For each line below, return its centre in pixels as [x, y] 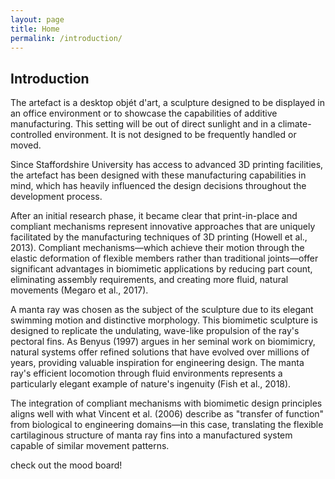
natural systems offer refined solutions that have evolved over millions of [160, 352]
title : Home [35, 29]
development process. [56, 197]
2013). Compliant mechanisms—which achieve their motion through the [157, 248]
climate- [294, 124]
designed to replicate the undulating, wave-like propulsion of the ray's [155, 331]
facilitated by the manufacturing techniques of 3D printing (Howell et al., [159, 237]
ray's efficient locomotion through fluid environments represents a [146, 373]
